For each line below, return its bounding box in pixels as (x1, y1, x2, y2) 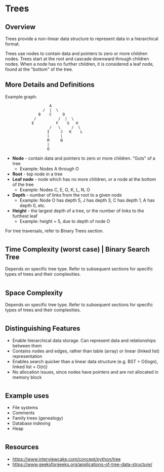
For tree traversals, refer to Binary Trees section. (5, 228, 104, 234)
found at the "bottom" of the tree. (5, 66, 73, 72)
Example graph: (5, 93, 37, 99)
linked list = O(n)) (12, 364, 48, 370)
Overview (5, 23, 36, 31)
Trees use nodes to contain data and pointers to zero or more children (5, 50, 148, 56)
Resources (5, 443, 39, 451)
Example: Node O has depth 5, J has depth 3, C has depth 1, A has (19, 197, 155, 203)
